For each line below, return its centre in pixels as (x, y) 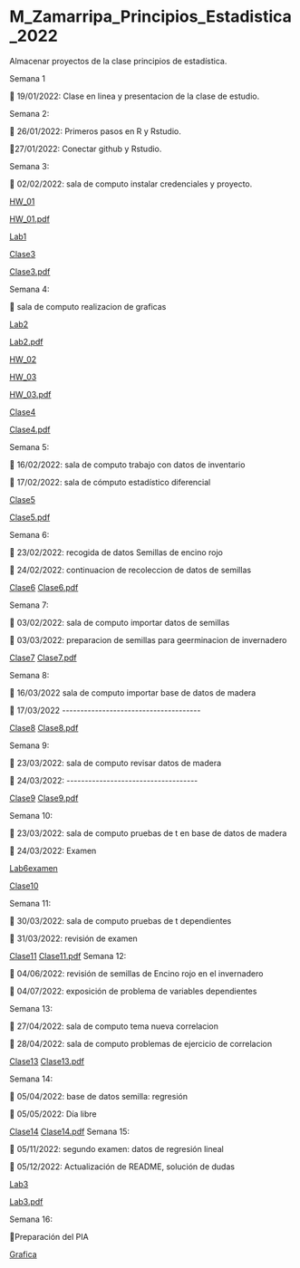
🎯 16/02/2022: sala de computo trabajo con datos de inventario (127, 465)
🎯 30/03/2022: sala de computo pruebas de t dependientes (121, 920)
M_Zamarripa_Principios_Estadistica (150, 17)
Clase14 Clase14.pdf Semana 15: (69, 1131)
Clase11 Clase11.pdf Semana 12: (68, 956)
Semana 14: (31, 1079)
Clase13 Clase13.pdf (47, 1061)
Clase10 (24, 886)
